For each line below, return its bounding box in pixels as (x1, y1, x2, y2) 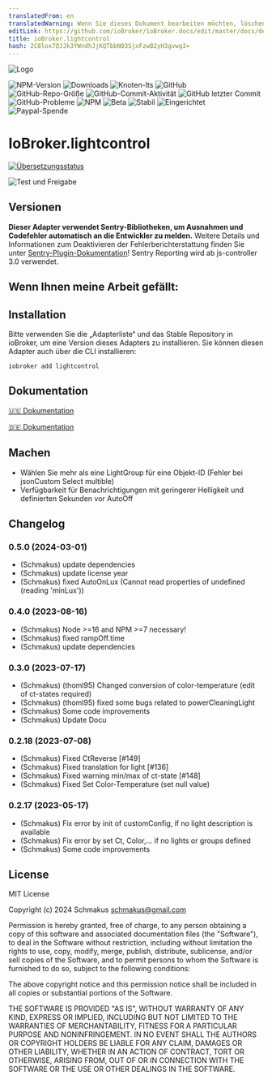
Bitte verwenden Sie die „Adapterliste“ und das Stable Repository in (8, 330, 233, 339)
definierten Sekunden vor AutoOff (19, 493, 134, 503)
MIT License (8, 889, 50, 899)
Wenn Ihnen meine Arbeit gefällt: (8, 280, 179, 294)
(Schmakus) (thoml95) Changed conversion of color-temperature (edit (19, 680, 255, 690)
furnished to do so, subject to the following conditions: (8, 964, 190, 974)
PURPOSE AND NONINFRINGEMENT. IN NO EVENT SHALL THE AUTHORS (8, 1030, 257, 1039)
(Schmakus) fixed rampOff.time (19, 633, 125, 642)
